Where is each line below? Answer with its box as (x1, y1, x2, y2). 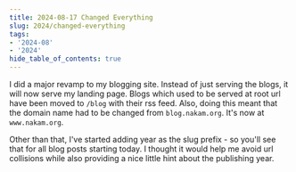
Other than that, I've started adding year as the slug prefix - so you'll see (9, 135, 276, 144)
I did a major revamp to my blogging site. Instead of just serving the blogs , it (9, 79, 289, 89)
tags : (9, 29, 29, 38)
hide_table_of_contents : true (9, 54, 122, 63)
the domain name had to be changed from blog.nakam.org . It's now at (9, 108, 265, 118)
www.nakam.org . (9, 117, 64, 127)
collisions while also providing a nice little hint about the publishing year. (9, 153, 275, 163)
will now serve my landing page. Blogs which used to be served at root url (9, 88, 281, 99)
